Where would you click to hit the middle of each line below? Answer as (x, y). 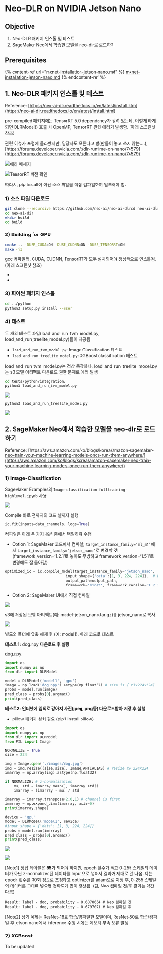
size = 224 (16, 755)
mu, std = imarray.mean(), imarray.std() (56, 786)
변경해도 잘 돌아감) (30, 562)
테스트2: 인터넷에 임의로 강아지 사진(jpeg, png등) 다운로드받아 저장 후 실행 (75, 708)
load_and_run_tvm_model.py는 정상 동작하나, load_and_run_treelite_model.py (81, 366)
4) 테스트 (15, 322)
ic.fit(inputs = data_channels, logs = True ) (48, 524)
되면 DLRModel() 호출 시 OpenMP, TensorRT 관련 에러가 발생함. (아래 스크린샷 (81, 127)
